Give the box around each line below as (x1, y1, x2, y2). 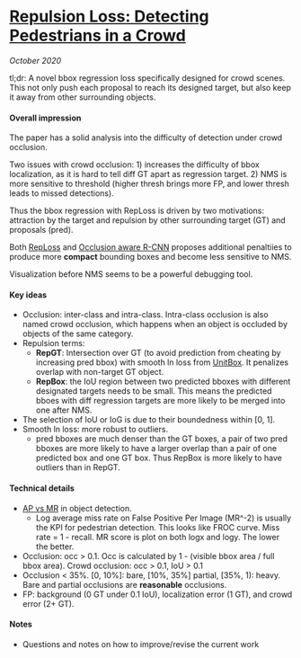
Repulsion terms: (22, 338, 85, 349)
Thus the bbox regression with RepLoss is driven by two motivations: (9, 205, 265, 217)
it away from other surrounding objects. (9, 92, 156, 102)
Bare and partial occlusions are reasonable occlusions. (22, 579, 227, 590)
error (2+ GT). (22, 598, 75, 609)
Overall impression (9, 112, 82, 123)
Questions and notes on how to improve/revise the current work (22, 638, 260, 649)
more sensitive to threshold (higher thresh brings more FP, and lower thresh (9, 178, 289, 190)
